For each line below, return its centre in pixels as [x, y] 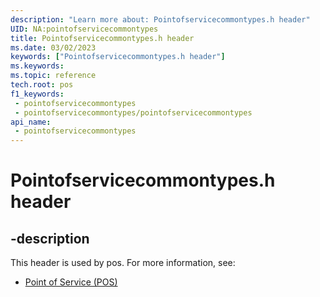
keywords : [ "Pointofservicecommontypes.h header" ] [118, 57]
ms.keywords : [37, 66]
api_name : [31, 122]
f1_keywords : [37, 94]
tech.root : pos [42, 85]
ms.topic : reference [53, 76]
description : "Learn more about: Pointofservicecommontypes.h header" [160, 19]
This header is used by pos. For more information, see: [123, 263]
